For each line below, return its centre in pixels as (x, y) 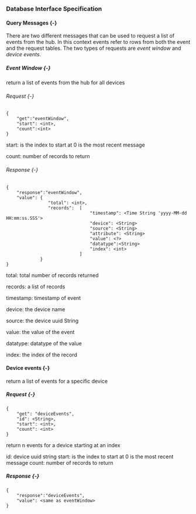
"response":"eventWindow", (49, 192)
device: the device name (36, 309)
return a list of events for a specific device (57, 381)
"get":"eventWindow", (43, 119)
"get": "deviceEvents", (46, 414)
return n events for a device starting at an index (63, 445)
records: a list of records (36, 287)
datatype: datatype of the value (44, 343)
